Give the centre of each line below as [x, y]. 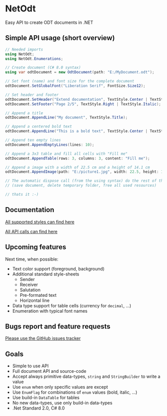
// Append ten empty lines [33, 140]
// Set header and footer [32, 95]
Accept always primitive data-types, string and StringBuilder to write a [86, 377]
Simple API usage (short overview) [60, 38]
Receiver [29, 284]
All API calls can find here [31, 231]
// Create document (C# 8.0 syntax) [43, 68]
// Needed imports [24, 49]
